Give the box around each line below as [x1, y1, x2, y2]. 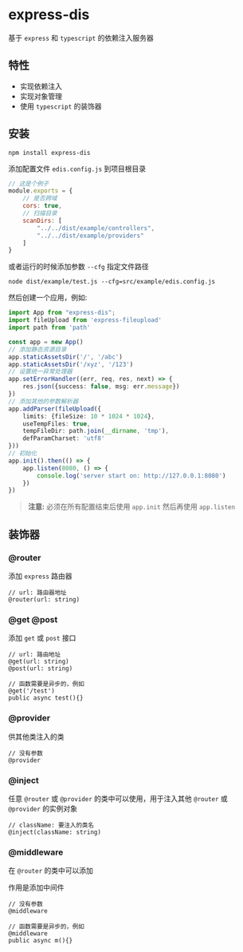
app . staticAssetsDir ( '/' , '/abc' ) [8, 353, 123, 361]
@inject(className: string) [8, 828, 102, 836]
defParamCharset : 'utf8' [22, 434, 105, 442]
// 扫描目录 [22, 209, 57, 217]
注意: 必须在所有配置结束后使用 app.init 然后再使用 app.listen [27, 502, 236, 512]
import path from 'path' [8, 323, 91, 332]
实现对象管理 [19, 91, 62, 101]
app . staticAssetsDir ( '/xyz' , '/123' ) [8, 360, 134, 368]
